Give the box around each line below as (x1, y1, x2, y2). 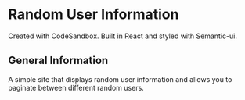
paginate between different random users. (8, 83, 145, 92)
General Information (8, 54, 109, 67)
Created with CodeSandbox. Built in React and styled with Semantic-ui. (8, 31, 237, 41)
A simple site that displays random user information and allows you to (8, 74, 232, 84)
